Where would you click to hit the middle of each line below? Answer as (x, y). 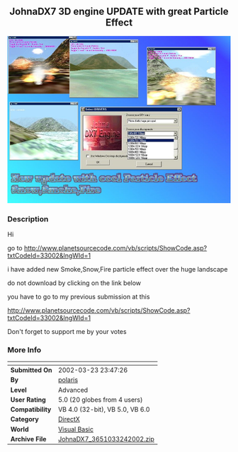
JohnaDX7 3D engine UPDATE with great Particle (119, 12)
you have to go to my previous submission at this (79, 297)
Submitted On (31, 370)
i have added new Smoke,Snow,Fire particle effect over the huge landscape (118, 270)
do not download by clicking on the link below (74, 283)
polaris (68, 380)
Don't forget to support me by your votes (67, 332)
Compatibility (31, 410)
